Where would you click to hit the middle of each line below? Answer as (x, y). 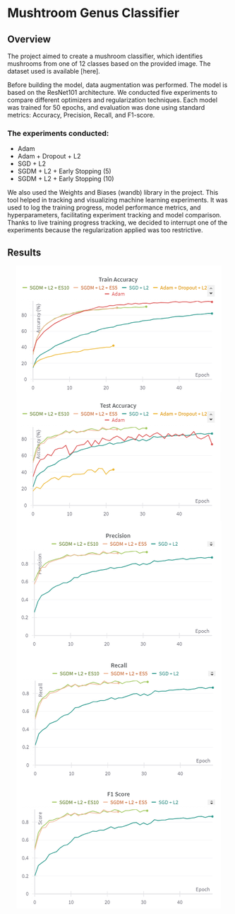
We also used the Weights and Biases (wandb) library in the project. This (113, 193)
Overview (29, 39)
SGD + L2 (31, 164)
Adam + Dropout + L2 (49, 156)
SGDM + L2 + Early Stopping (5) (64, 171)
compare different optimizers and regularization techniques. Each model (112, 100)
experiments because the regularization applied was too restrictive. (105, 230)
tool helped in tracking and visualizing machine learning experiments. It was (117, 200)
